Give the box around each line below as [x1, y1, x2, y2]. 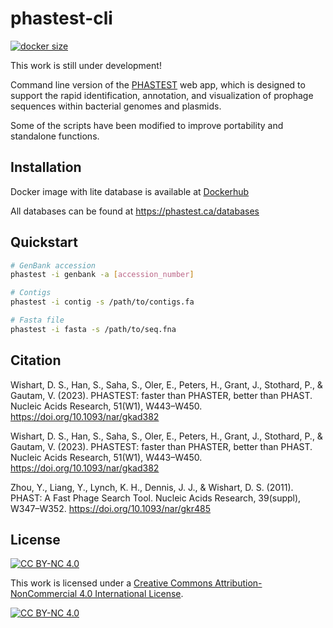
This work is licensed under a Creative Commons [10, 577, 213, 589]
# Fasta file [10, 315, 65, 326]
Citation [10, 352, 62, 369]
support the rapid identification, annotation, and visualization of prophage [10, 89, 314, 101]
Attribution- [214, 577, 263, 589]
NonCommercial [10, 588, 78, 600]
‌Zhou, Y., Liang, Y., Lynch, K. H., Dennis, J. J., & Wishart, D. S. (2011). [10, 481, 294, 493]
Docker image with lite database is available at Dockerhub [10, 185, 250, 197]
